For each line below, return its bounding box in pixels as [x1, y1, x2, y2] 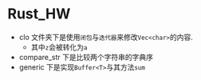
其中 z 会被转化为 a [30, 42, 88, 52]
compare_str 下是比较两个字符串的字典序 [18, 52, 153, 62]
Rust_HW [7, 5, 71, 23]
